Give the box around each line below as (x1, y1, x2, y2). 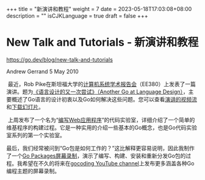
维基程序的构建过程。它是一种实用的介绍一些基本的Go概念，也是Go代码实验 (6, 124, 197, 131)
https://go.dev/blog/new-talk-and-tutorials (6, 56, 113, 63)
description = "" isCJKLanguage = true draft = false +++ (6, 12, 148, 20)
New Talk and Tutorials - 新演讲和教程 (6, 35, 199, 49)
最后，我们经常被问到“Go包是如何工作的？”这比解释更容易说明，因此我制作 (6, 144, 195, 151)
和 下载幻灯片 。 (6, 103, 44, 110)
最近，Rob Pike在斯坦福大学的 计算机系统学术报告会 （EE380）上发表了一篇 (7, 80, 196, 87)
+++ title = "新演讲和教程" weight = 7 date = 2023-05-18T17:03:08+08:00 (6, 5, 192, 12)
